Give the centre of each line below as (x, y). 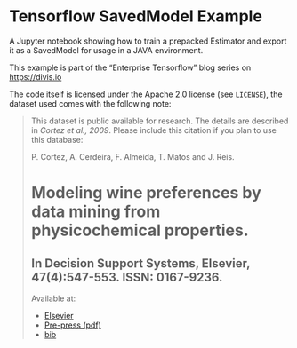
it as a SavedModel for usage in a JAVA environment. (106, 50)
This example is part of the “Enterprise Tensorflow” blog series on (130, 67)
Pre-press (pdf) (73, 325)
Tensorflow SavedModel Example (136, 16)
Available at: (53, 298)
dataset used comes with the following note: (90, 103)
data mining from (96, 212)
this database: (57, 139)
